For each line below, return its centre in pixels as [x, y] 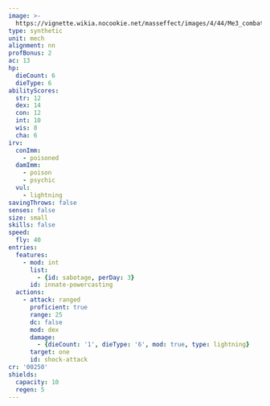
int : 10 [29, 121]
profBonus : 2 [30, 53]
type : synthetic [35, 31]
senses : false [32, 210]
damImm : [29, 166]
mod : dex [44, 330]
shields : [23, 375]
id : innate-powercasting [71, 285]
